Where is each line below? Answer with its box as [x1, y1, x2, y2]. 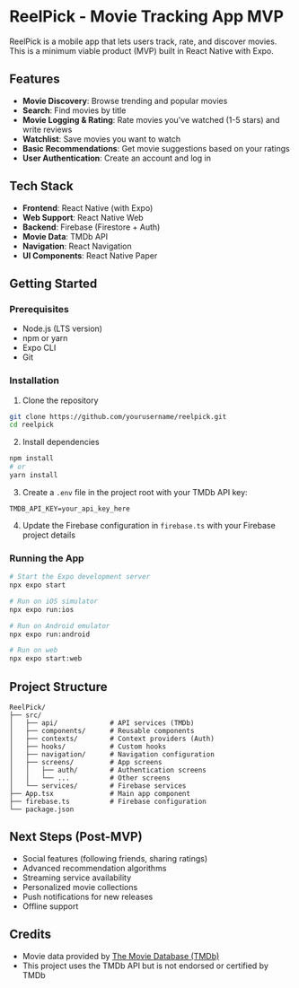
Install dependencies [22, 437, 101, 448]
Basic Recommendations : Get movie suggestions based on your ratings [22, 143, 290, 153]
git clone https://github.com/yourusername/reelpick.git [9, 412, 227, 421]
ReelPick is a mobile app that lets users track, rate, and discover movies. [9, 36, 277, 47]
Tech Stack [9, 179, 74, 194]
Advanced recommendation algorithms [22, 862, 167, 873]
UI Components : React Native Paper [22, 249, 158, 261]
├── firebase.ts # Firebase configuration [9, 797, 207, 807]
